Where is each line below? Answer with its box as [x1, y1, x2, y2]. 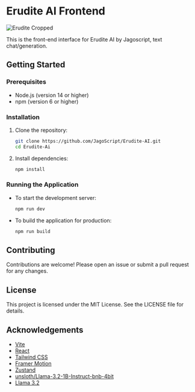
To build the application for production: [14, 217, 112, 224]
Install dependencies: [14, 155, 69, 162]
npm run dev [14, 206, 45, 212]
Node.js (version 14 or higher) [14, 92, 89, 99]
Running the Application [6, 181, 79, 189]
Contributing [6, 245, 55, 255]
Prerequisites [6, 78, 46, 86]
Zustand [14, 366, 36, 374]
